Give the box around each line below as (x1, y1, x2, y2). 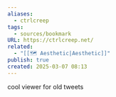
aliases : (7, 10, 33, 18)
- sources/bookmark (14, 30, 72, 38)
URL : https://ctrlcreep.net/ (7, 37, 94, 44)
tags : (7, 23, 23, 30)
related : (7, 43, 33, 50)
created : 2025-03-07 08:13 (7, 63, 88, 70)
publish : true (7, 57, 50, 64)
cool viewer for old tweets (7, 82, 84, 91)
